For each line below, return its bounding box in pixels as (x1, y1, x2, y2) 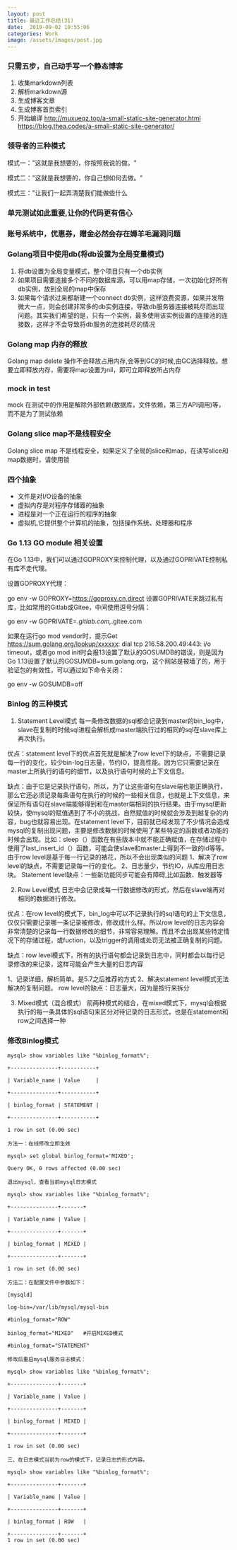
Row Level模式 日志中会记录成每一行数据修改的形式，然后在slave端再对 (17, 885, 226, 893)
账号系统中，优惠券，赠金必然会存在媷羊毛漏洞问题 (7, 229, 181, 238)
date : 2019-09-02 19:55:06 (7, 23, 90, 30)
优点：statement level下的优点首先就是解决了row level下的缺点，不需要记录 (7, 749, 226, 758)
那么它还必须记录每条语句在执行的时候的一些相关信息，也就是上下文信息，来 (7, 790, 230, 799)
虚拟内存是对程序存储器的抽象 (17, 501, 104, 509)
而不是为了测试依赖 (7, 410, 63, 418)
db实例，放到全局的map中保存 (17, 284, 107, 293)
